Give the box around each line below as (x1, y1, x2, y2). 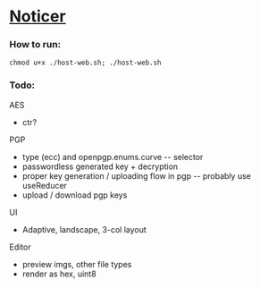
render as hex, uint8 (21, 268, 96, 279)
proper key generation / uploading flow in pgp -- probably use (21, 170, 252, 181)
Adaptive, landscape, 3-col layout (21, 224, 147, 234)
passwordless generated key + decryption (21, 161, 179, 172)
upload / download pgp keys (21, 190, 128, 200)
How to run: (9, 38, 62, 51)
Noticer (9, 6, 66, 27)
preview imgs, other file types (21, 258, 132, 269)
